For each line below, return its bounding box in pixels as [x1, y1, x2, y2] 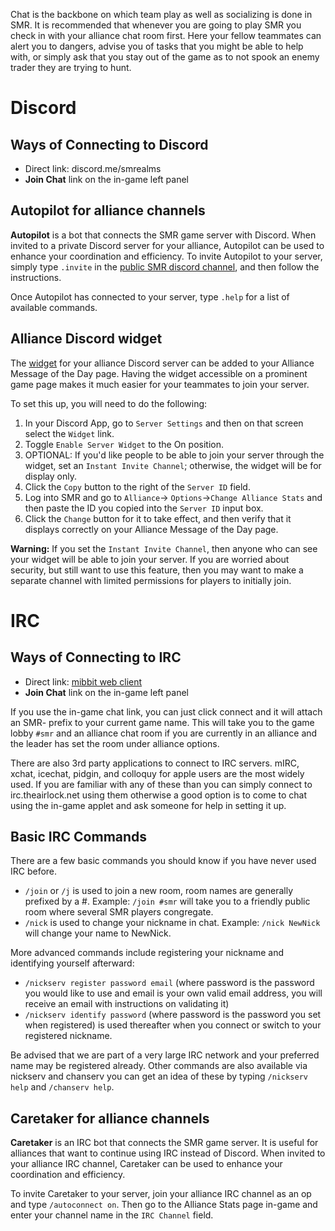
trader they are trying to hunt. [10, 62, 132, 73]
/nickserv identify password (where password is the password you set [24, 1009, 322, 1021]
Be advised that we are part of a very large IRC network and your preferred [10, 1049, 320, 1061]
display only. [24, 470, 77, 482]
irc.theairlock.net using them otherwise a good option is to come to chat [10, 789, 307, 801]
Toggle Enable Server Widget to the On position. [24, 438, 224, 450]
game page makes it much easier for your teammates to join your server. [10, 378, 310, 390]
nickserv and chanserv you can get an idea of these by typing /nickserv [10, 1070, 308, 1083]
